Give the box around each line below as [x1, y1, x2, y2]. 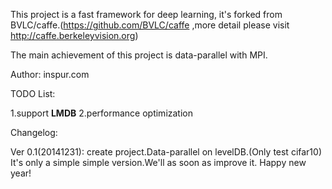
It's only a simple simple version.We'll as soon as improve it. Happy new [10, 157, 307, 168]
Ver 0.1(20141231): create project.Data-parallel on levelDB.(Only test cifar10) [10, 146, 323, 158]
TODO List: [10, 88, 56, 99]
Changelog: [10, 127, 58, 138]
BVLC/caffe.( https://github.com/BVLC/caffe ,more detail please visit [10, 19, 290, 31]
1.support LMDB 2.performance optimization [10, 107, 193, 119]
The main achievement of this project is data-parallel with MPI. [10, 49, 268, 61]
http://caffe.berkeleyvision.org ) [10, 30, 139, 41]
